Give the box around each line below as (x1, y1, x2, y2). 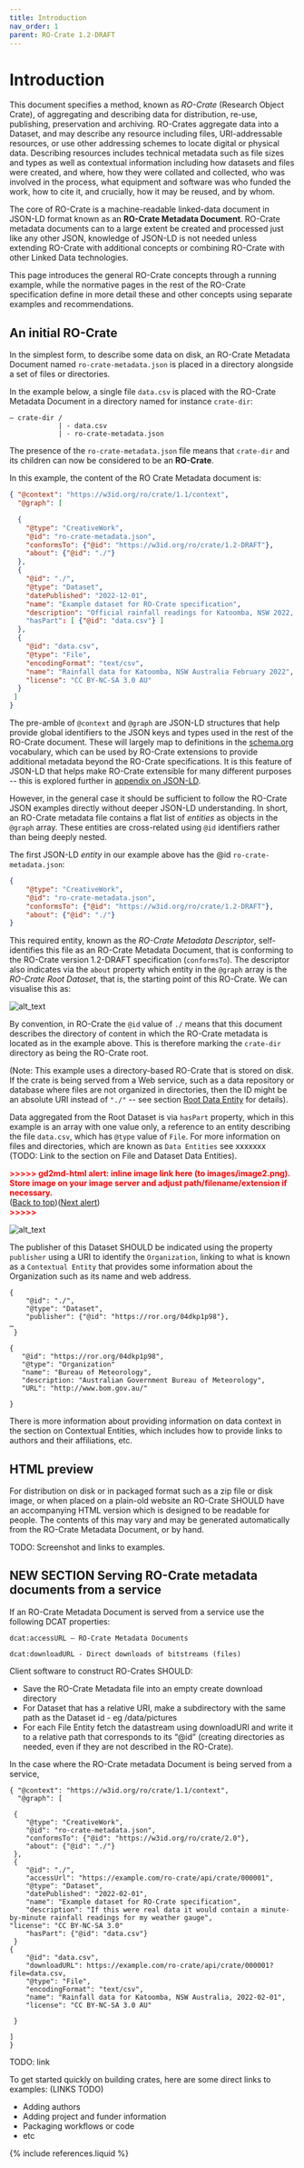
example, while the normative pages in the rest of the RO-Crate (9, 279, 247, 291)
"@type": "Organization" (21, 1360, 116, 1369)
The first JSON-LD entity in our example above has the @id (9, 849, 231, 860)
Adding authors (22, 2101, 81, 2112)
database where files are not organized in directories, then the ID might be (9, 1084, 288, 1095)
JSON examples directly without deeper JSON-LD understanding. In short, (9, 803, 289, 814)
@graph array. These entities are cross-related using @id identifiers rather (9, 822, 280, 833)
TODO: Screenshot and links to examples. (9, 1542, 165, 1553)
